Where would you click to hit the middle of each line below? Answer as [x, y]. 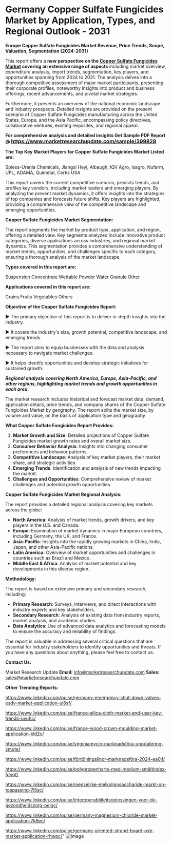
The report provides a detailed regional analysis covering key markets [79, 504]
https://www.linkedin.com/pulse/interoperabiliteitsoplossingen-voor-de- [81, 800]
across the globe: [24, 510]
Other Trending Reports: [32, 687]
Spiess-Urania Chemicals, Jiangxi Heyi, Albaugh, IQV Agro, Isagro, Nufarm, [85, 167]
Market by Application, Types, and [80, 20]
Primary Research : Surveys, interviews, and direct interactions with [84, 604]
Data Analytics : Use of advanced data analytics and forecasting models [89, 626]
